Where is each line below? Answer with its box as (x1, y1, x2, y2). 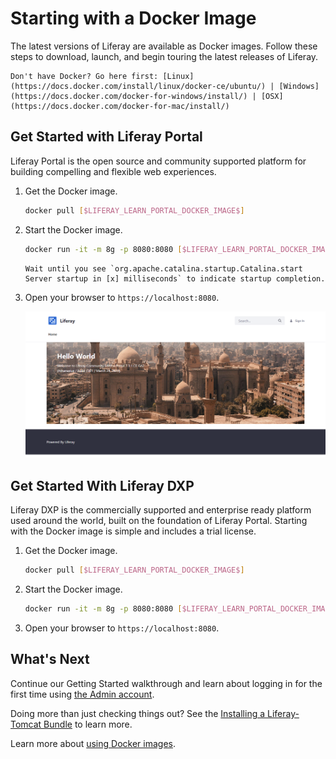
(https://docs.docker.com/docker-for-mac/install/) (10, 101, 230, 111)
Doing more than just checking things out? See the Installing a (10, 707, 266, 719)
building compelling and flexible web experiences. (10, 165, 217, 177)
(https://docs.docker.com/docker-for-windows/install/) (10, 91, 248, 101)
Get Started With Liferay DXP (10, 477, 195, 494)
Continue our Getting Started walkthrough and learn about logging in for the (10, 677, 323, 689)
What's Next (10, 651, 90, 668)
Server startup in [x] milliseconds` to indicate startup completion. (24, 273, 326, 284)
